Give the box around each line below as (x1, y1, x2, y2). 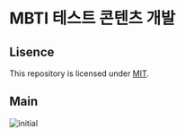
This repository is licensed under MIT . (9, 68, 150, 79)
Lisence (9, 44, 55, 59)
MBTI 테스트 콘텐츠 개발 (9, 8, 176, 29)
